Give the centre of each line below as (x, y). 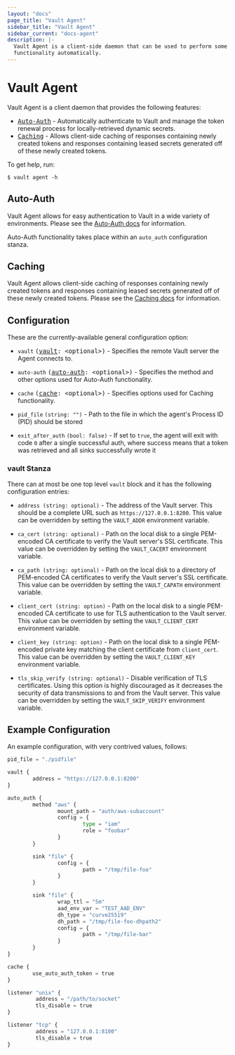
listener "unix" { (34, 992)
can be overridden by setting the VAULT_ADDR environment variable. (113, 520)
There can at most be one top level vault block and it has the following (109, 484)
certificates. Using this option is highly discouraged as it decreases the (120, 685)
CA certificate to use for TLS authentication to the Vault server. (135, 613)
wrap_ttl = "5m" (81, 902)
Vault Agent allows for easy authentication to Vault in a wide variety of (109, 216)
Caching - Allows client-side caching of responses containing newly (117, 136)
